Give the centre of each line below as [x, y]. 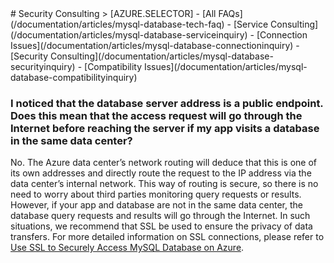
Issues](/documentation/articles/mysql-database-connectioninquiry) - [155, 45]
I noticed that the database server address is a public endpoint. [167, 103]
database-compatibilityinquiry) [74, 77]
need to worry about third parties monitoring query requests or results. [156, 194]
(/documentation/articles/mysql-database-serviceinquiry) [129, 35]
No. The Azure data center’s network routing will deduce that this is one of [163, 163]
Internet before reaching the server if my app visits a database [165, 128]
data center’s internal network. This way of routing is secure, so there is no [164, 184]
